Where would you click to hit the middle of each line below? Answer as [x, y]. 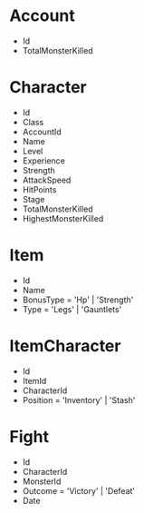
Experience [43, 161]
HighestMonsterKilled [63, 218]
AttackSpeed [47, 180]
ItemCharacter [65, 346]
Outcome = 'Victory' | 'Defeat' [79, 490]
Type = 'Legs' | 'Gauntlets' [72, 309]
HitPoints [39, 189]
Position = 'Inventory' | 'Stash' [79, 400]
